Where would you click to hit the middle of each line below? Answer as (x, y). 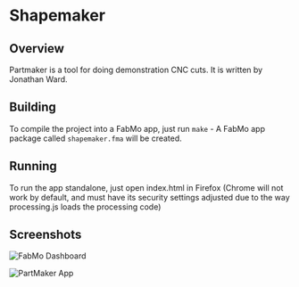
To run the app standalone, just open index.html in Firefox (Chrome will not (146, 187)
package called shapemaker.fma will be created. (96, 138)
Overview (37, 49)
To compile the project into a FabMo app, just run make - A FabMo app (137, 128)
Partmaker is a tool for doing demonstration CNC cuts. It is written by (136, 70)
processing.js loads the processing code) (85, 207)
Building (33, 107)
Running (33, 166)
